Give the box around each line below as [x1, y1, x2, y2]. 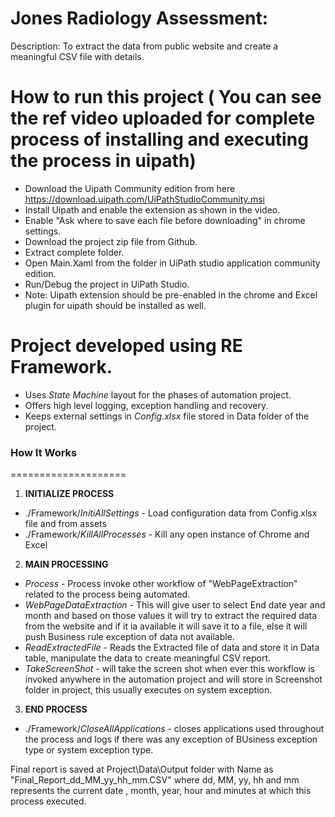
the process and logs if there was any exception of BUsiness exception [24, 733, 318, 746]
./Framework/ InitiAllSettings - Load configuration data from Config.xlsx [24, 507, 318, 519]
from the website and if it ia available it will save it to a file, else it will [24, 620, 308, 632]
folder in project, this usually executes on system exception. [24, 684, 273, 696]
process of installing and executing [10, 128, 309, 151]
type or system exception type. [24, 744, 154, 756]
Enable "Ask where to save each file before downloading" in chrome [24, 214, 306, 226]
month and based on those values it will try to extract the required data [24, 610, 318, 622]
